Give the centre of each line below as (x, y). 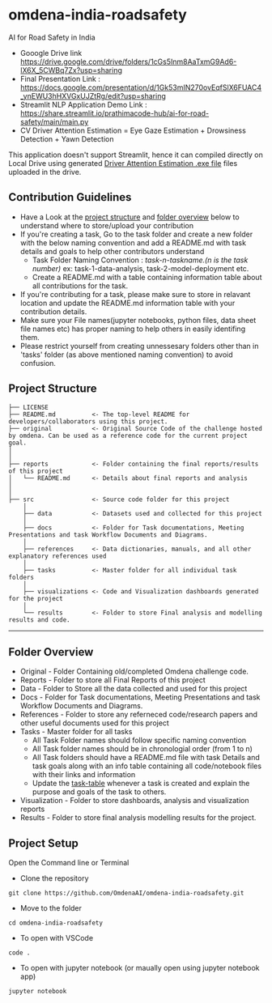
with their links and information (84, 775)
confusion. (38, 363)
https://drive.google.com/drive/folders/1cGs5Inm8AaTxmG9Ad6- (128, 62)
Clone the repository (54, 878)
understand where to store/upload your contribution (107, 225)
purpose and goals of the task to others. (99, 792)
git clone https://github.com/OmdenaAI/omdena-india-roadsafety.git (126, 893)
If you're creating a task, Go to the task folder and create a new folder (136, 234)
